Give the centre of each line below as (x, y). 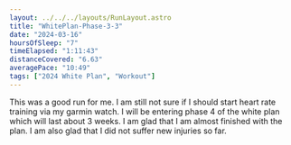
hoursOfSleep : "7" (44, 43)
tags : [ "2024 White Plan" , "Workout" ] (82, 77)
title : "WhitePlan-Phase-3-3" (66, 26)
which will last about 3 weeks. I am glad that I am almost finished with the (146, 121)
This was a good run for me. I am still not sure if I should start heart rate (143, 102)
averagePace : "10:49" (50, 68)
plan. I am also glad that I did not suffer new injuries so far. (118, 131)
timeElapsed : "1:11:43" (54, 51)
